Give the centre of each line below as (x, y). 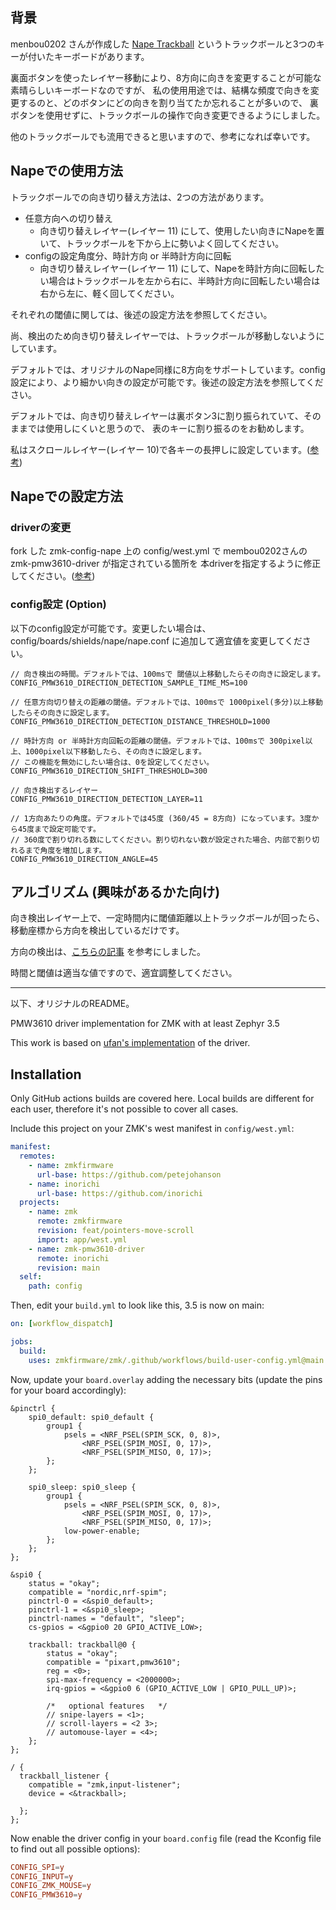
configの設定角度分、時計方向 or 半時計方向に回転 (128, 255)
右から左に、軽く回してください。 (109, 293)
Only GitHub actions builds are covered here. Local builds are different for (162, 1099)
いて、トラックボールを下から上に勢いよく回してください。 (162, 243)
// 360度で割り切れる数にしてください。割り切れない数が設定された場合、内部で (154, 839)
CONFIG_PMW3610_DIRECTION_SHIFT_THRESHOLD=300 (109, 771)
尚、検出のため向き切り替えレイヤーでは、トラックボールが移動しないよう (163, 335)
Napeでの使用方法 (66, 171)
